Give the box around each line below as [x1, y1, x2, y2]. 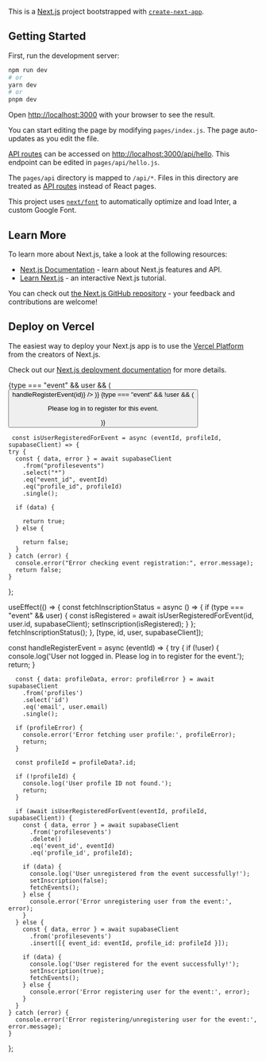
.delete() [29, 835, 62, 843]
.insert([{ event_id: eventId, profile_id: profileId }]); [29, 939, 229, 947]
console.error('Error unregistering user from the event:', [29, 897, 233, 906]
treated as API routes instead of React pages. [8, 182, 156, 191]
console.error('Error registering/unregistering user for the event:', [15, 1016, 258, 1024]
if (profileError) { [15, 724, 83, 732]
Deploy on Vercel [8, 320, 95, 334]
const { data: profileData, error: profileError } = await [15, 675, 215, 684]
